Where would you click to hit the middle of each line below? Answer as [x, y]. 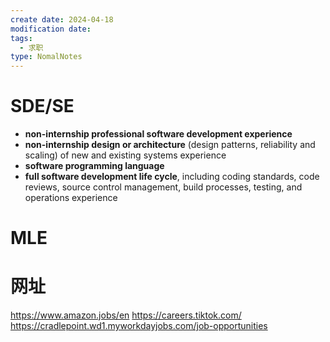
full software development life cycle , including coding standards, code [172, 177]
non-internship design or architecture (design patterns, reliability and [170, 145]
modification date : [51, 29]
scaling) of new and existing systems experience [125, 155]
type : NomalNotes [46, 57]
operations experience [71, 198]
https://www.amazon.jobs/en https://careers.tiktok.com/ [126, 315]
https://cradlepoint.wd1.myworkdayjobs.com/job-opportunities [139, 326]
